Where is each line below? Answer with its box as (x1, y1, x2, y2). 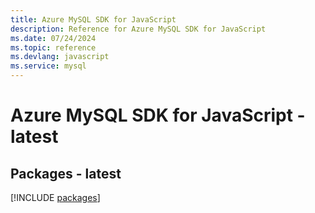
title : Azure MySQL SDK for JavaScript (10, 14, 177, 25)
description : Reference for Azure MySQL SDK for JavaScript (10, 24, 267, 34)
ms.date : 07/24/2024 (10, 33, 97, 43)
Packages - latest (10, 165, 122, 182)
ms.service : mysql (10, 61, 87, 71)
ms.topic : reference (10, 42, 97, 53)
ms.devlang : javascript (10, 52, 110, 62)
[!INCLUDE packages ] (10, 192, 101, 203)
